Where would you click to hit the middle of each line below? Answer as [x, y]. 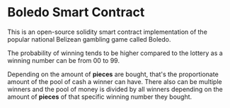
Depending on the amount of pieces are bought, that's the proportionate [113, 74]
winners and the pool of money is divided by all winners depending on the [115, 89]
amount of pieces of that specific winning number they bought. [100, 97]
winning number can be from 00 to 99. [64, 60]
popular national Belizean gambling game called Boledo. [89, 39]
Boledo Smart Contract [76, 12]
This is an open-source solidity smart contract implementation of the [107, 32]
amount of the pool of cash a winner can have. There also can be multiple [115, 81]
